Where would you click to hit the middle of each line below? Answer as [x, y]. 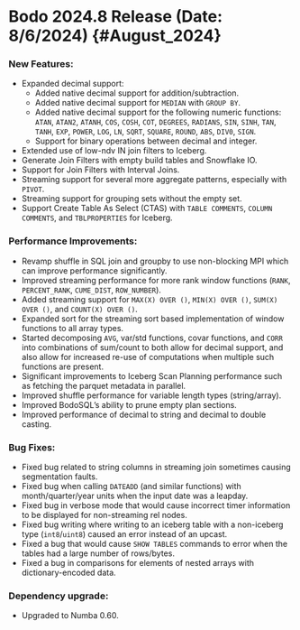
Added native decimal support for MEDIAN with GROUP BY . [137, 103]
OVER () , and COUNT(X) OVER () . [80, 309]
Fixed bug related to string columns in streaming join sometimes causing [156, 468]
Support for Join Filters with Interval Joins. [100, 170]
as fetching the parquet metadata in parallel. [104, 385]
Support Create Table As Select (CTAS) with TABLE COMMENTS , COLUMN [147, 208]
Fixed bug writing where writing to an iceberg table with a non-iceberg [152, 524]
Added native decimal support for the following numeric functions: [158, 112]
